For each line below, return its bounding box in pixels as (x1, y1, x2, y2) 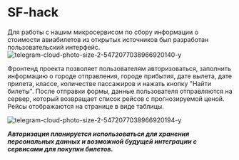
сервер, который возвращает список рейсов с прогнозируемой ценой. (7, 94, 225, 103)
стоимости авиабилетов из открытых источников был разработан (7, 35, 209, 43)
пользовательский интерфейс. (7, 43, 101, 51)
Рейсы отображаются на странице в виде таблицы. (7, 102, 164, 110)
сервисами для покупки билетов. (7, 144, 113, 153)
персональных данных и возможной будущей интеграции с (7, 137, 198, 146)
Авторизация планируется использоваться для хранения (7, 129, 190, 138)
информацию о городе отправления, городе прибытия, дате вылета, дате (7, 72, 233, 80)
